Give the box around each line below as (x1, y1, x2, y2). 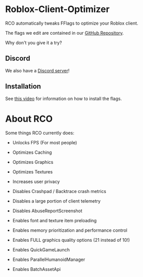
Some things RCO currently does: (5, 130, 74, 136)
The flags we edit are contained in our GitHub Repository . (5, 30, 124, 36)
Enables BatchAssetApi (12, 266, 61, 272)
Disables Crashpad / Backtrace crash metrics (12, 188, 106, 194)
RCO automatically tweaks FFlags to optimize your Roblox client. (5, 20, 138, 26)
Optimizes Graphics (12, 159, 54, 165)
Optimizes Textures (12, 168, 53, 174)
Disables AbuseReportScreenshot (12, 208, 83, 214)
